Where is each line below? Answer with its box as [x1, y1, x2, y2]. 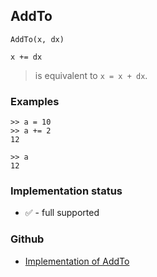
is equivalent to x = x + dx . [34, 69, 148, 81]
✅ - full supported [24, 207, 100, 219]
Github [10, 232, 45, 246]
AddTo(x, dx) [10, 34, 65, 44]
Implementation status [10, 184, 123, 198]
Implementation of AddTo [24, 255, 130, 267]
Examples [10, 94, 60, 108]
